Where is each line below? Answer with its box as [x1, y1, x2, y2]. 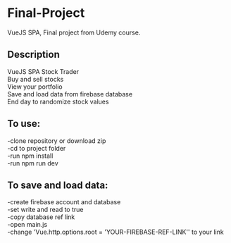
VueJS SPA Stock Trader [7, 67, 80, 75]
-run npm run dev [7, 158, 58, 167]
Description [7, 49, 60, 61]
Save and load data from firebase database [7, 89, 132, 98]
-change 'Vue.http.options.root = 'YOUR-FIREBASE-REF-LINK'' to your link [7, 228, 224, 237]
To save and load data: [7, 179, 108, 191]
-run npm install [7, 151, 54, 160]
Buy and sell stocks [7, 75, 64, 83]
